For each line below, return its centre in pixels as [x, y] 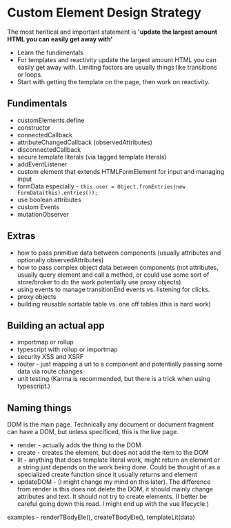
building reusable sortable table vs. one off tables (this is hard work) [114, 304]
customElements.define [51, 120]
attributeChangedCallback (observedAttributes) [85, 142]
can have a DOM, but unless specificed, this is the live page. [93, 432]
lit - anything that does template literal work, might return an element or [119, 460]
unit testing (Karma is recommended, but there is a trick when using [113, 379]
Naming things [39, 408]
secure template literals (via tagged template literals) [92, 157]
